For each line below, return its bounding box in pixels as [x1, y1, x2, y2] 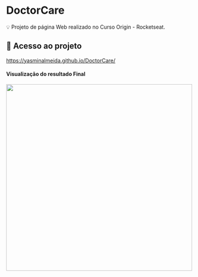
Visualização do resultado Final [6, 70, 86, 78]
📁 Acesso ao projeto [6, 41, 82, 51]
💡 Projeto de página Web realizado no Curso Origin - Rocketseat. [6, 23, 165, 30]
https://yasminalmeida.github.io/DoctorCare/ [6, 57, 116, 64]
